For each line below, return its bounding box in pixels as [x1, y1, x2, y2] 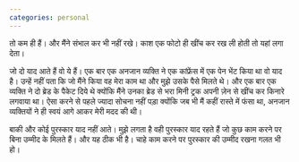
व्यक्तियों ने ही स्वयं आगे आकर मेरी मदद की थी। [9, 106, 143, 116]
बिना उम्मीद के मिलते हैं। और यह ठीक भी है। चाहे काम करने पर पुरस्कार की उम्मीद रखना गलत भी [9, 133, 281, 144]
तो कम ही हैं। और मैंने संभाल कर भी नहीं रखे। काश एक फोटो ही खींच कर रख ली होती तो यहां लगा [9, 38, 284, 48]
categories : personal [9, 13, 90, 22]
